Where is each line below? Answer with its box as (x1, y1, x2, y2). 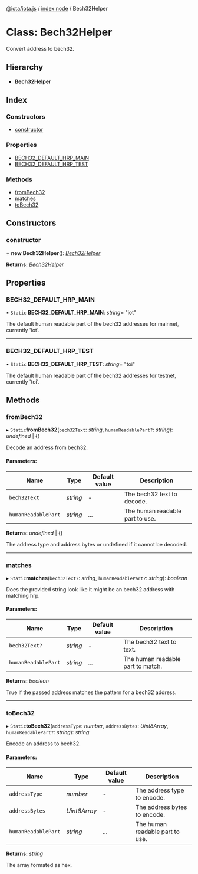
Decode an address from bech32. (6, 444, 88, 451)
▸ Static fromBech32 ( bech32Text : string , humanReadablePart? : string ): (6, 426, 173, 433)
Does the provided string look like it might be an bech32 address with (6, 585, 175, 593)
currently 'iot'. (6, 327, 40, 334)
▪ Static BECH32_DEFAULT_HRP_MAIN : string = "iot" (6, 309, 137, 316)
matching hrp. (6, 592, 40, 599)
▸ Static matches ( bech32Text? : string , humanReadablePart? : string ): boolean (6, 574, 187, 581)
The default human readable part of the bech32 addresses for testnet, (6, 372, 177, 379)
